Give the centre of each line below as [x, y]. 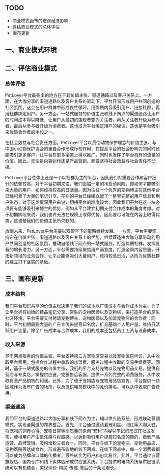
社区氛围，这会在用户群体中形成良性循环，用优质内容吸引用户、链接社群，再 [82, 107]
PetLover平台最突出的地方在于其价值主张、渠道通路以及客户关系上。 [74, 95]
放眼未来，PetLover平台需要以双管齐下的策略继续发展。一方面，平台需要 [79, 231]
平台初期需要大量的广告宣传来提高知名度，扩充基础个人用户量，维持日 [84, 324]
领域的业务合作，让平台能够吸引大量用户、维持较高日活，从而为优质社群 [87, 255]
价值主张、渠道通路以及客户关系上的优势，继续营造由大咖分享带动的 [87, 237]
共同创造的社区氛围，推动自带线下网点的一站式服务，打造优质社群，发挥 [82, 243]
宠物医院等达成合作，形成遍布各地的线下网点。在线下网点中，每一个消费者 [80, 449]
